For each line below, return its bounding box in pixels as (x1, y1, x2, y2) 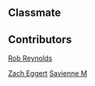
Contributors (8, 33, 72, 46)
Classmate (8, 6, 62, 20)
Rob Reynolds (8, 54, 53, 63)
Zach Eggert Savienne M (8, 69, 87, 78)
